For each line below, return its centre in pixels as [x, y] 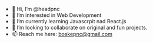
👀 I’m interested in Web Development [56, 15]
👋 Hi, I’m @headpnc [36, 9]
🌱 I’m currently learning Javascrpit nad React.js [69, 21]
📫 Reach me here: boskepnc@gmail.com [62, 34]
